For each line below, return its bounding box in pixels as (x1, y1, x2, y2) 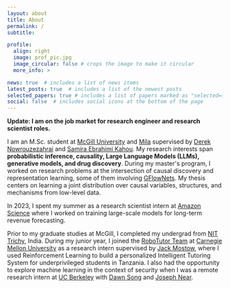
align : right (13, 48, 51, 55)
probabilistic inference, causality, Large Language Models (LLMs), (7, 152, 200, 161)
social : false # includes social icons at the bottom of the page (7, 99, 204, 105)
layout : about (7, 10, 48, 17)
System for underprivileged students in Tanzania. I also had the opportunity (7, 259, 220, 267)
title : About (7, 16, 44, 23)
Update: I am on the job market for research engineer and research (7, 117, 201, 125)
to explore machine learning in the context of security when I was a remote (7, 266, 218, 274)
